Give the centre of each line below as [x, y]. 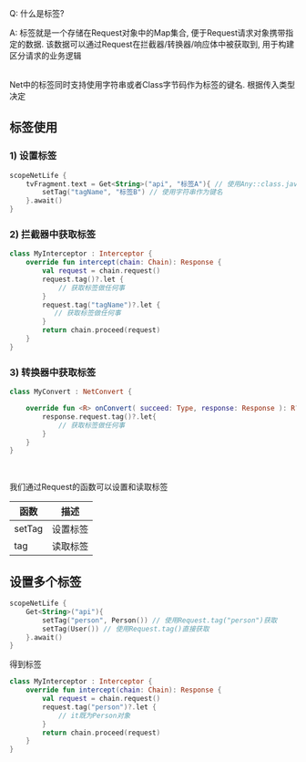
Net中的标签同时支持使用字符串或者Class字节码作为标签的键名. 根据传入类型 [153, 84]
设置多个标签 [46, 582]
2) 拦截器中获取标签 [53, 234]
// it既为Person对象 [94, 715]
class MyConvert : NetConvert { [71, 392]
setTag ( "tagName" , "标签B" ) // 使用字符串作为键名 [133, 193]
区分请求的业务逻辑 [46, 56]
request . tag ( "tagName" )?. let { [102, 305]
